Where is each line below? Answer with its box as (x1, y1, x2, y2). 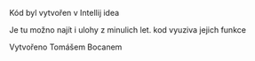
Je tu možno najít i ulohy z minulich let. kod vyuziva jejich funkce (9, 25, 247, 34)
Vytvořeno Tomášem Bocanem (9, 42, 123, 52)
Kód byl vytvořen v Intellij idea (9, 8, 120, 18)
